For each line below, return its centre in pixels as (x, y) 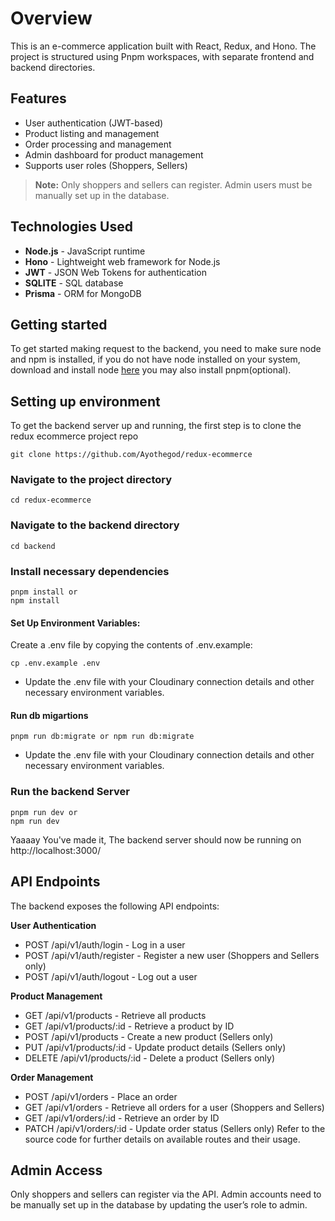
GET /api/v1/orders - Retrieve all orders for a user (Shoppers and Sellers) (174, 1107)
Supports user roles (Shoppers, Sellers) (106, 165)
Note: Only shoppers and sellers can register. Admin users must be (173, 184)
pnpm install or (44, 592)
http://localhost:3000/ (56, 850)
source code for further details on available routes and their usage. (162, 1139)
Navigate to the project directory (91, 480)
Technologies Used (71, 227)
